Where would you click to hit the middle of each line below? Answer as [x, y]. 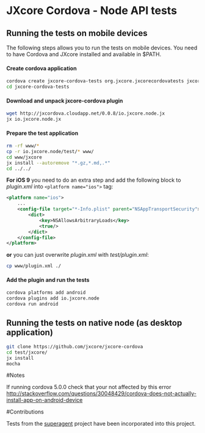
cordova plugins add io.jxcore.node [53, 299]
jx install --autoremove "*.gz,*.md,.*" [59, 163]
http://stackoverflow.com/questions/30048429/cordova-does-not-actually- [102, 393]
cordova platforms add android [46, 293]
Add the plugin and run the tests [48, 280]
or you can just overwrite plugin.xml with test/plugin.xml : [78, 255]
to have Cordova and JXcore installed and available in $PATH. [84, 54]
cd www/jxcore [24, 157]
